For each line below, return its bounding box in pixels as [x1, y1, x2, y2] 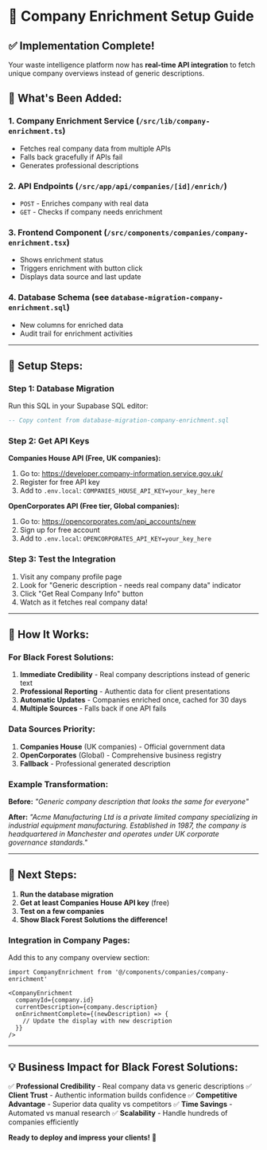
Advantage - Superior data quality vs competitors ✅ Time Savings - [8, 1099, 233, 1109]
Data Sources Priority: [8, 723, 95, 735]
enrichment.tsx [8, 238, 68, 247]
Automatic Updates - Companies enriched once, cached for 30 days [19, 695, 247, 705]
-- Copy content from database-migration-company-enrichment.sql [8, 416, 229, 425]
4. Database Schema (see [8, 292, 110, 303]
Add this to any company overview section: [8, 953, 150, 963]
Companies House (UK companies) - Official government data [19, 742, 226, 751]
